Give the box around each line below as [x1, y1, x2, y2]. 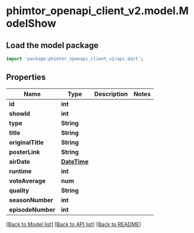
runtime [9, 167, 32, 175]
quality [9, 186, 29, 195]
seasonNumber [9, 196, 54, 204]
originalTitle [9, 138, 44, 146]
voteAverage [9, 176, 46, 185]
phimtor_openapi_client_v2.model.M [6, 4, 189, 18]
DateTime [61, 157, 89, 166]
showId [9, 109, 31, 118]
